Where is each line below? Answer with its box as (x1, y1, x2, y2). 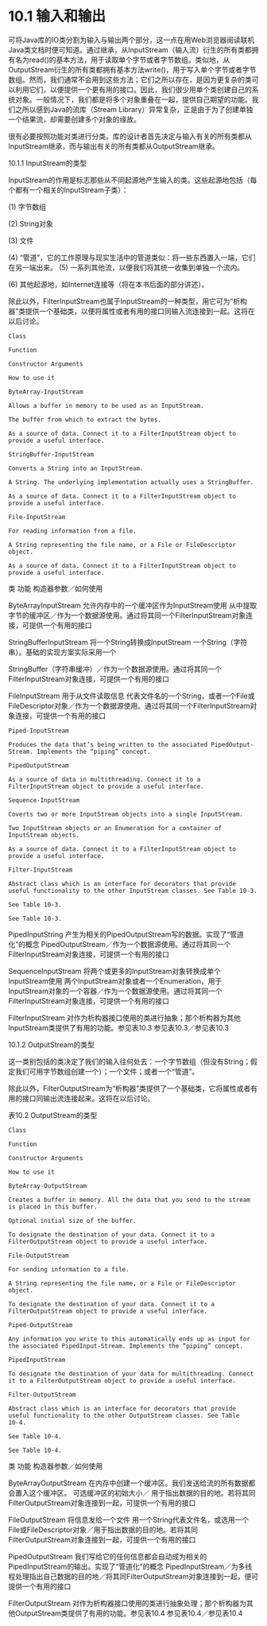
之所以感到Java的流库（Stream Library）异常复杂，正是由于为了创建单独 (14, 104, 253, 114)
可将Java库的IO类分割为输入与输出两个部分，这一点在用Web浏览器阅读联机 (8, 35, 255, 45)
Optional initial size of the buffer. (8, 1217, 137, 1224)
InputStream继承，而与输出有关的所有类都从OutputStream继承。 (8, 141, 220, 151)
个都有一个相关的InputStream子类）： (8, 184, 129, 195)
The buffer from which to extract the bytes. (8, 415, 161, 424)
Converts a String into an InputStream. (8, 464, 145, 472)
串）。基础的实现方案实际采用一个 (8, 647, 117, 657)
